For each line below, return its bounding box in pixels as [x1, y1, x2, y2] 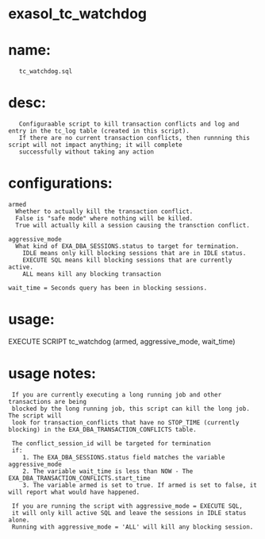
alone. [8, 516, 30, 524]
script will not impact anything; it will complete [8, 141, 182, 149]
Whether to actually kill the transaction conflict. [15, 207, 194, 215]
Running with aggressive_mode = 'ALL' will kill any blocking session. [11, 522, 254, 531]
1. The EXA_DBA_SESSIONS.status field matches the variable [22, 453, 225, 461]
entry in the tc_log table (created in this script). [8, 127, 190, 135]
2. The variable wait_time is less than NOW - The [22, 467, 194, 475]
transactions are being [8, 397, 87, 405]
